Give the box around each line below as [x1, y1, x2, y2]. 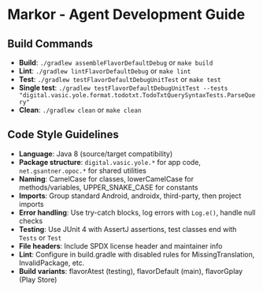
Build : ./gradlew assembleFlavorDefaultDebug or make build [18, 58, 213, 67]
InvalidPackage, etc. [18, 258, 85, 268]
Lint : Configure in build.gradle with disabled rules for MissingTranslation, [18, 249, 255, 259]
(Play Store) [18, 275, 57, 284]
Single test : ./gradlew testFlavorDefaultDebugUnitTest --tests [18, 83, 228, 92]
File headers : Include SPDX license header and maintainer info [18, 241, 223, 250]
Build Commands [7, 37, 94, 51]
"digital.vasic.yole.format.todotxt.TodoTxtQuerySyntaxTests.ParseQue [18, 92, 256, 99]
